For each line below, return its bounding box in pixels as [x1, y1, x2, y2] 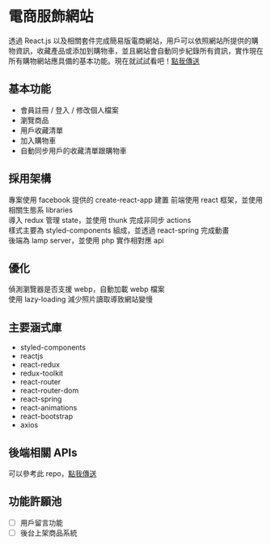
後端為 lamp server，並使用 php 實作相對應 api [8, 235, 164, 245]
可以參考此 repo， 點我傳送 [8, 469, 97, 478]
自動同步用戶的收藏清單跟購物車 [19, 145, 127, 155]
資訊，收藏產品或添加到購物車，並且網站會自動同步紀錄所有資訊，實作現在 [15, 45, 264, 55]
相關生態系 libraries [8, 204, 73, 215]
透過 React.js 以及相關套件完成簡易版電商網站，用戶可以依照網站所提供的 [8, 36, 252, 45]
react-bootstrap [19, 411, 74, 422]
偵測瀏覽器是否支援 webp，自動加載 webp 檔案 [8, 285, 165, 294]
